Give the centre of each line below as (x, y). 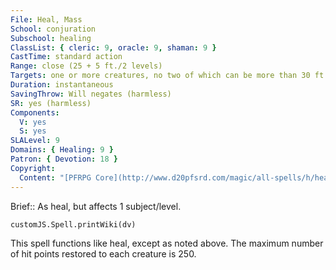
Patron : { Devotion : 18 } (64, 159)
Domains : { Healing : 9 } (62, 150)
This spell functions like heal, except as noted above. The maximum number (167, 243)
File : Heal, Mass (46, 19)
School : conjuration (53, 29)
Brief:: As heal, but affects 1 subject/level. (96, 206)
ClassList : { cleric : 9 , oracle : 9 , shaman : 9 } (113, 47)
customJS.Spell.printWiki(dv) (73, 224)
